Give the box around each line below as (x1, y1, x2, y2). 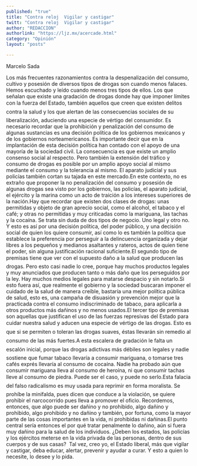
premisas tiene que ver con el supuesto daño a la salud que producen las (6, 254, 183, 262)
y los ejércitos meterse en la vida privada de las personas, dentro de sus (6, 434, 182, 441)
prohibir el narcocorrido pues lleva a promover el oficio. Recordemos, (6, 397, 175, 404)
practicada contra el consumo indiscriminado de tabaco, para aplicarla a (6, 300, 182, 307)
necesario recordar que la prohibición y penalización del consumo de (6, 123, 174, 130)
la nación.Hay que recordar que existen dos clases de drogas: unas (6, 197, 169, 204)
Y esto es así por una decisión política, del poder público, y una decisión (6, 223, 182, 230)
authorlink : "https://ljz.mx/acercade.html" (6, 31, 117, 36)
